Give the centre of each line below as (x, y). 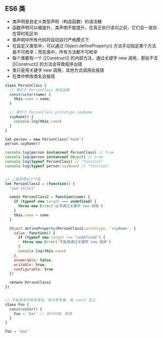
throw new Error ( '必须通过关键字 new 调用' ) (60, 206)
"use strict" (23, 188)
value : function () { (35, 233)
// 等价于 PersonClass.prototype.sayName (51, 113)
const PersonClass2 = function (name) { (50, 197)
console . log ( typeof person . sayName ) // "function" (57, 166)
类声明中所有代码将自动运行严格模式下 (50, 39)
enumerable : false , (34, 260)
